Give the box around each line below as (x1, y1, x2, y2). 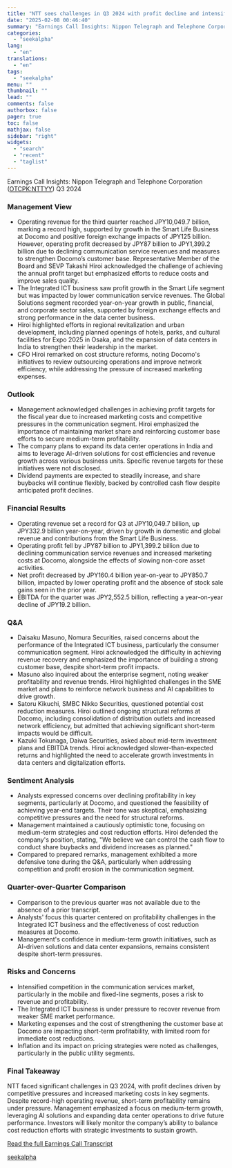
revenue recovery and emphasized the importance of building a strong (17, 655, 219, 664)
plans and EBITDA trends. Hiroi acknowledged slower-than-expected (17, 743, 214, 752)
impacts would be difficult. (17, 729, 93, 737)
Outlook (7, 389, 35, 399)
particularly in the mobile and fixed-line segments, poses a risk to (17, 990, 204, 998)
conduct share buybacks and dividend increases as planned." (17, 843, 193, 851)
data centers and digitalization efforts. (17, 758, 126, 766)
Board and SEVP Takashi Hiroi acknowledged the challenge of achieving (17, 262, 223, 270)
